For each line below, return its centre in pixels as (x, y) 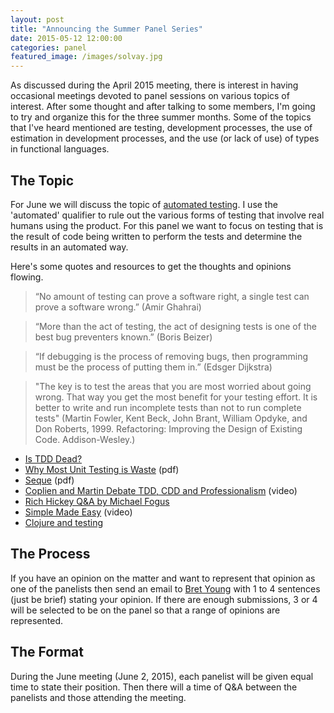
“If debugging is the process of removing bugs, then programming (171, 356)
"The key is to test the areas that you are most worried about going (173, 386)
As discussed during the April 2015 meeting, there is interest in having (154, 85)
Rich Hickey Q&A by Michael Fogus (97, 501)
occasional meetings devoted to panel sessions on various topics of (150, 96)
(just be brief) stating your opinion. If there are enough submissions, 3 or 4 (164, 599)
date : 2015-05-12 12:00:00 (66, 38)
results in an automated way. (69, 247)
